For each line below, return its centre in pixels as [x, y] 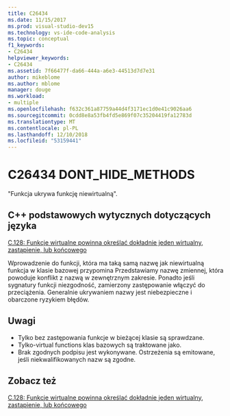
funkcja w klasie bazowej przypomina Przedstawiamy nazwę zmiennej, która [116, 270]
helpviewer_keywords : [39, 58]
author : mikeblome [34, 77]
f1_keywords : [26, 45]
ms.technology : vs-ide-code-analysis [62, 33]
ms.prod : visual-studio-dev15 [51, 26]
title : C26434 [28, 13]
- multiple [23, 103]
